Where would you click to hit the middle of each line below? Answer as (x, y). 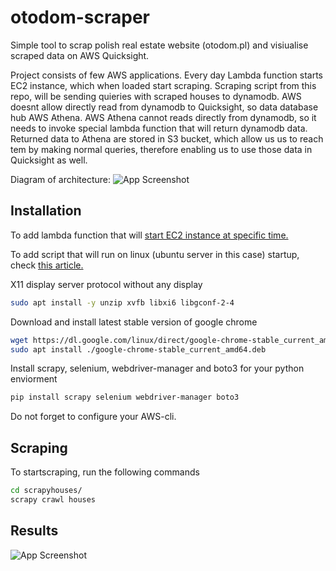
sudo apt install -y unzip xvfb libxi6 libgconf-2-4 (122, 302)
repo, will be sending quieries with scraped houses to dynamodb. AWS (156, 96)
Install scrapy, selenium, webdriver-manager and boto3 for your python (157, 368)
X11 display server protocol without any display (106, 284)
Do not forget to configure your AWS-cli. (93, 417)
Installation (46, 211)
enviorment (34, 379)
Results (34, 531)
